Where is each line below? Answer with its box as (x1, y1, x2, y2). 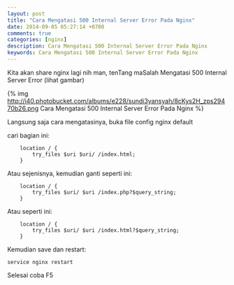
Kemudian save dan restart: (7, 245, 87, 254)
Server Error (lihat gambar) (7, 75, 85, 84)
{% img (7, 89, 29, 98)
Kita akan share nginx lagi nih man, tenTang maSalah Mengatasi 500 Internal (7, 68, 227, 77)
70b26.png (7, 104, 39, 112)
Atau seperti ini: (7, 207, 52, 215)
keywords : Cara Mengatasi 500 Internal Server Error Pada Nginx (7, 50, 198, 57)
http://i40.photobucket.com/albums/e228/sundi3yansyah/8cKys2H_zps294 (7, 96, 226, 105)
